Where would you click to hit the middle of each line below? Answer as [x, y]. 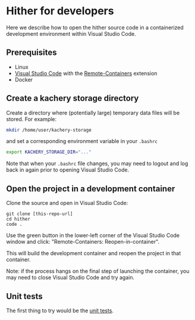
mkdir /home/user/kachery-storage [49, 130]
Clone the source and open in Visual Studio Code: [67, 203]
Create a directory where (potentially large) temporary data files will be [93, 113]
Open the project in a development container [91, 189]
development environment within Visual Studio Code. [71, 33]
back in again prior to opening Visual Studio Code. [68, 170]
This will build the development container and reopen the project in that [94, 253]
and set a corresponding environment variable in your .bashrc [82, 141]
